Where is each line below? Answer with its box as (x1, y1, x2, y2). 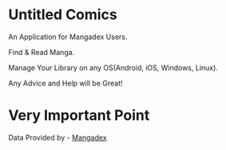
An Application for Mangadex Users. (8, 32, 128, 41)
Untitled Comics (8, 6, 117, 24)
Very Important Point (8, 106, 150, 124)
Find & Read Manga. (8, 47, 75, 57)
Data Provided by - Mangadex (8, 132, 107, 142)
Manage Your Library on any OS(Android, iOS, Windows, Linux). (8, 62, 218, 73)
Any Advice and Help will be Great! (8, 78, 123, 88)
